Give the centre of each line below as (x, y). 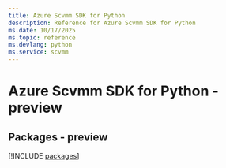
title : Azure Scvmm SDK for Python (67, 15)
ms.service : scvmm (38, 52)
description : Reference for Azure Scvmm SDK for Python (102, 23)
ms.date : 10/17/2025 (42, 30)
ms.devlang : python (40, 45)
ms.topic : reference (42, 37)
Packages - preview (58, 137)
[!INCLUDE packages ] (44, 156)
